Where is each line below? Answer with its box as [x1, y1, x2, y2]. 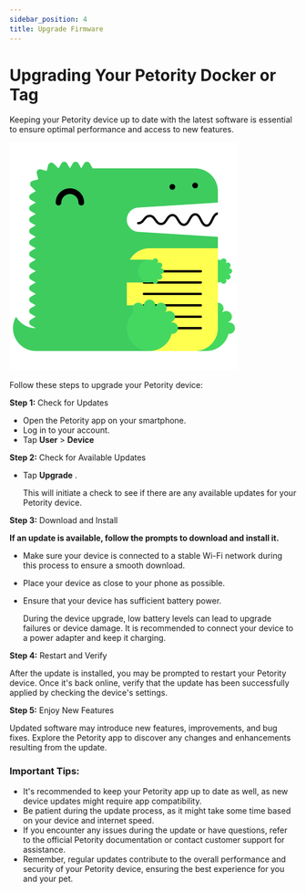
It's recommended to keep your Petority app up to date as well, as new [22, 785, 289, 796]
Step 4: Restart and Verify [9, 650, 107, 661]
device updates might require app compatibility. [22, 795, 202, 806]
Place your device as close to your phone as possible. [22, 578, 226, 589]
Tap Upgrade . [22, 470, 77, 481]
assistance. [22, 844, 66, 855]
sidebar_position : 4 [9, 15, 88, 24]
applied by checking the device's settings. [9, 688, 168, 699]
